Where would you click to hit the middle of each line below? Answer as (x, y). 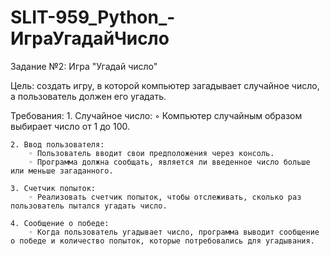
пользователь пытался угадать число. (89, 206)
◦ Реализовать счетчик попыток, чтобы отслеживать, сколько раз (165, 197)
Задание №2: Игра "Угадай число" (84, 66)
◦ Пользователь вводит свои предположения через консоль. (151, 153)
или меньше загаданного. (62, 171)
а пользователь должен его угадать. (88, 96)
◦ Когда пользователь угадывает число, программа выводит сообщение (174, 232)
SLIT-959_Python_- (93, 17)
